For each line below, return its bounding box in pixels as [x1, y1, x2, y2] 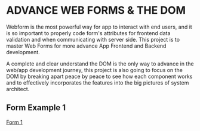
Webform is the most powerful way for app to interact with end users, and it [6, 23, 192, 30]
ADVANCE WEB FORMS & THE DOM [6, 4, 186, 17]
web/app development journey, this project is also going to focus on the [6, 66, 183, 73]
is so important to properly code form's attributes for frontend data [6, 29, 171, 36]
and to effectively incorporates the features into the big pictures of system [6, 79, 189, 86]
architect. [6, 85, 30, 92]
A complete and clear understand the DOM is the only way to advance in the [6, 60, 194, 67]
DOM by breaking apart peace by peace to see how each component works [6, 73, 193, 80]
